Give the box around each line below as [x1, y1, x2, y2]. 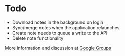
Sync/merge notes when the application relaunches [12, 24, 120, 30]
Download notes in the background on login [12, 19, 103, 25]
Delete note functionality [12, 35, 64, 41]
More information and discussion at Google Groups [5, 45, 112, 51]
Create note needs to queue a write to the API [12, 30, 108, 36]
